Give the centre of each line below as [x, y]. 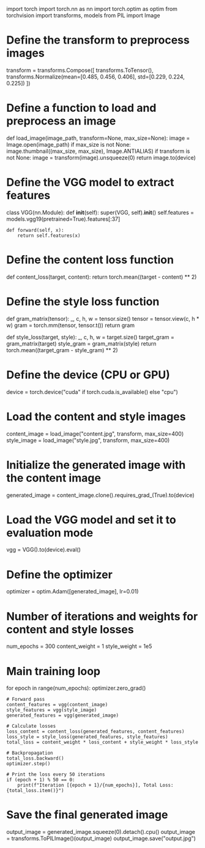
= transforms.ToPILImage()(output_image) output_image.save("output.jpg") [101, 838]
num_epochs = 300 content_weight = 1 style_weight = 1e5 [79, 646]
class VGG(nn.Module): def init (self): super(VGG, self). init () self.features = [100, 212]
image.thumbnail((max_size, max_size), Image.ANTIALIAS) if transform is [98, 151]
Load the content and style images [96, 416]
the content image [54, 478]
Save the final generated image [87, 815]
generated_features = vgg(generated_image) [63, 715]
